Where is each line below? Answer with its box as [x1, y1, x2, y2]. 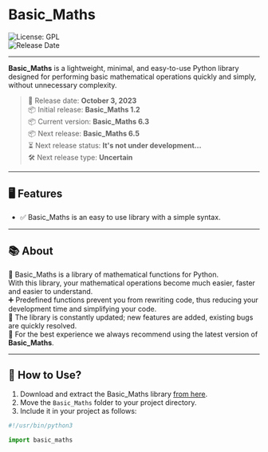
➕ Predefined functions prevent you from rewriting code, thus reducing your [8, 295, 258, 305]
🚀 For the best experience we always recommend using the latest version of [8, 329, 258, 339]
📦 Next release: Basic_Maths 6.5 [27, 128, 140, 138]
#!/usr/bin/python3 [8, 422, 73, 430]
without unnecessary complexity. [8, 80, 117, 89]
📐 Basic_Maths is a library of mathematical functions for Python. [8, 269, 219, 279]
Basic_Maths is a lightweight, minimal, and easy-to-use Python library [8, 63, 239, 73]
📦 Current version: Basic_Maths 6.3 [27, 116, 150, 126]
